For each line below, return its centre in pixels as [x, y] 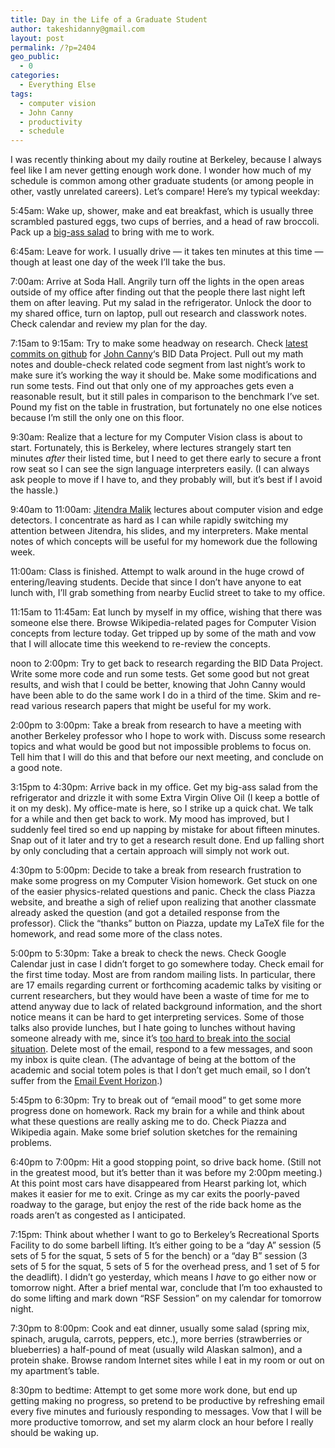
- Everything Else [58, 85]
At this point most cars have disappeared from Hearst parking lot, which [158, 1183]
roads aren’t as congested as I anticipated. [98, 1215]
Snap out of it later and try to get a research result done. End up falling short [167, 840]
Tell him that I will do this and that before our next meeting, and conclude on [167, 757]
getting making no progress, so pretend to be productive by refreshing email [167, 1401]
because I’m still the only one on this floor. [97, 418]
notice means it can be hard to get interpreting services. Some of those [157, 1017]
